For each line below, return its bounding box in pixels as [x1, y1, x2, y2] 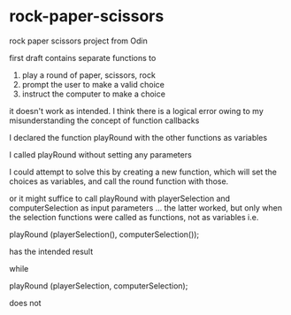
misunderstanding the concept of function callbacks [9, 115, 200, 126]
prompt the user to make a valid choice [21, 79, 165, 89]
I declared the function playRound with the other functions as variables [9, 132, 268, 142]
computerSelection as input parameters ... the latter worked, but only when [9, 202, 283, 213]
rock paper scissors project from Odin [9, 35, 148, 46]
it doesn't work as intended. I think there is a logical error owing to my [9, 105, 264, 116]
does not [9, 297, 42, 308]
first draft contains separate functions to [9, 52, 157, 63]
